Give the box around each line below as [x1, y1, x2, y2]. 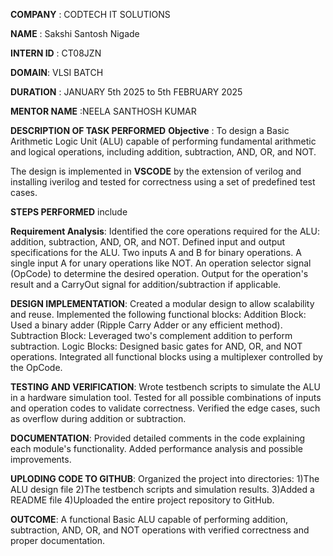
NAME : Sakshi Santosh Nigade [10, 28, 140, 39]
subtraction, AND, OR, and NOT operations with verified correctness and [10, 524, 310, 536]
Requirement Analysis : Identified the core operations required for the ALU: [10, 225, 320, 237]
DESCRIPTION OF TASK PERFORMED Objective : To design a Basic [10, 125, 290, 136]
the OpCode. [10, 362, 63, 373]
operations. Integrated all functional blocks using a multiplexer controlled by [10, 351, 323, 363]
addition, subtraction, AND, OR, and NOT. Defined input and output [10, 236, 286, 248]
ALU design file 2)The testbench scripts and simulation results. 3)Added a [10, 484, 315, 495]
